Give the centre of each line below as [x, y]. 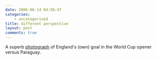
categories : [18, 14]
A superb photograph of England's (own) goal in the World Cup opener [78, 47]
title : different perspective [37, 24]
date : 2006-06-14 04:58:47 [33, 10]
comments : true [21, 33]
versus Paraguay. [23, 52]
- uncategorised [31, 19]
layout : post [19, 28]
